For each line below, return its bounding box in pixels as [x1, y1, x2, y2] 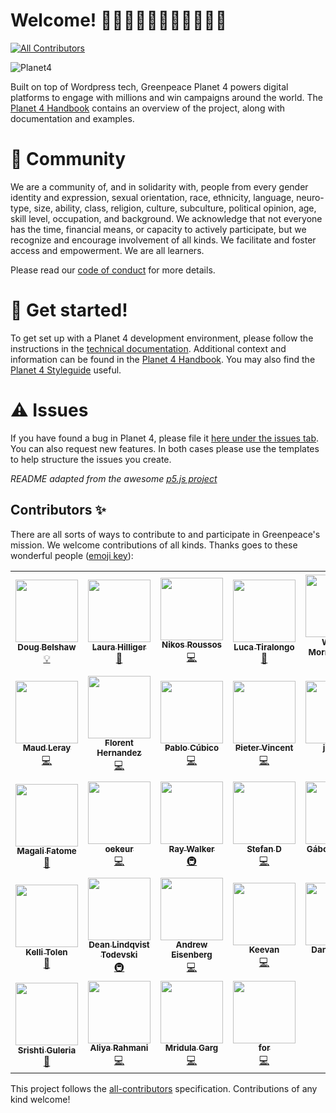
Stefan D [246, 844, 282, 855]
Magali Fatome [16, 845, 77, 857]
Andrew [175, 939, 208, 951]
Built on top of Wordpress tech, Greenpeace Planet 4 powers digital [10, 80, 289, 93]
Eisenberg [171, 949, 213, 961]
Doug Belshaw [17, 642, 77, 653]
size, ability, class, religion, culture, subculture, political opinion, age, [33, 202, 317, 214]
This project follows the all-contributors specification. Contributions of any [10, 1082, 318, 1094]
